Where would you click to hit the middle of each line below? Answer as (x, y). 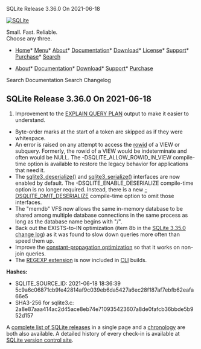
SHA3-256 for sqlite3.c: (44, 303)
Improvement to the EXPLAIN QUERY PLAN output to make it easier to (102, 114)
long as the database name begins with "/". (69, 221)
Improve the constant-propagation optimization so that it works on (97, 247)
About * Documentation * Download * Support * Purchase (84, 68)
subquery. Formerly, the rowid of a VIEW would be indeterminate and (101, 151)
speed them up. (34, 240)
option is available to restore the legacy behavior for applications (108, 164)
